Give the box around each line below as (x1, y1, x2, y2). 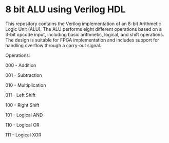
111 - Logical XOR (5, 132, 42, 138)
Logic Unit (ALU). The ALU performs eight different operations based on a (5, 26, 162, 32)
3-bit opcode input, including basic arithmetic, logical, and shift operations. (5, 31, 164, 37)
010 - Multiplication (5, 82, 46, 88)
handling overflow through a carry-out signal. (5, 42, 102, 48)
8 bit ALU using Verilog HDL (5, 4, 126, 15)
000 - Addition (5, 62, 36, 68)
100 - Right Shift (5, 101, 40, 108)
